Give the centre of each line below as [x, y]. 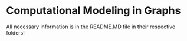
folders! [15, 32]
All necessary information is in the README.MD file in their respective [91, 27]
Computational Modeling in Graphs [93, 11]
